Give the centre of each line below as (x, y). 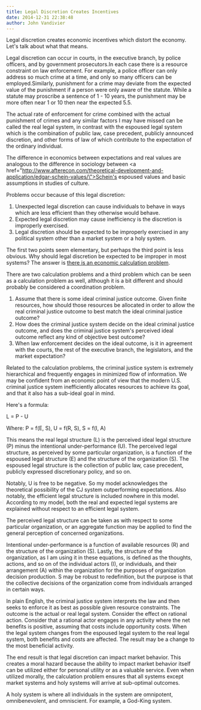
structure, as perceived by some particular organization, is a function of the (99, 453)
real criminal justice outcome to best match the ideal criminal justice (98, 311)
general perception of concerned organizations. (65, 533)
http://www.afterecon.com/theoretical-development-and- (93, 170)
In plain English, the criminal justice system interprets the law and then (93, 601)
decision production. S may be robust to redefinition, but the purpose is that (100, 577)
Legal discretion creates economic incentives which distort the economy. (96, 40)
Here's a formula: (28, 405)
